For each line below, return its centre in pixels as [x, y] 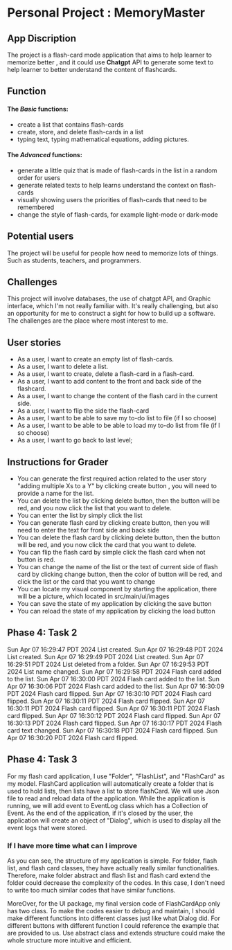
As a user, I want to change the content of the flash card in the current [117, 396]
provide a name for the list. [55, 494]
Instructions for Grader [58, 462]
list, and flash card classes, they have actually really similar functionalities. [113, 868]
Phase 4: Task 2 [42, 633]
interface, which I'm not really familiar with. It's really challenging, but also [113, 306]
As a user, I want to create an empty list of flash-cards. [96, 359]
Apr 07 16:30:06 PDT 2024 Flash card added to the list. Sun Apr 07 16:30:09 [116, 686]
